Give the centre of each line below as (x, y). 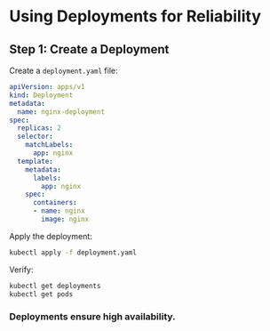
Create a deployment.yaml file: (64, 70)
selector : (35, 137)
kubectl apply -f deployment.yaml (73, 252)
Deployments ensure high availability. (92, 317)
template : (35, 161)
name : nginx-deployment (61, 112)
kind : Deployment (41, 95)
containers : (55, 203)
